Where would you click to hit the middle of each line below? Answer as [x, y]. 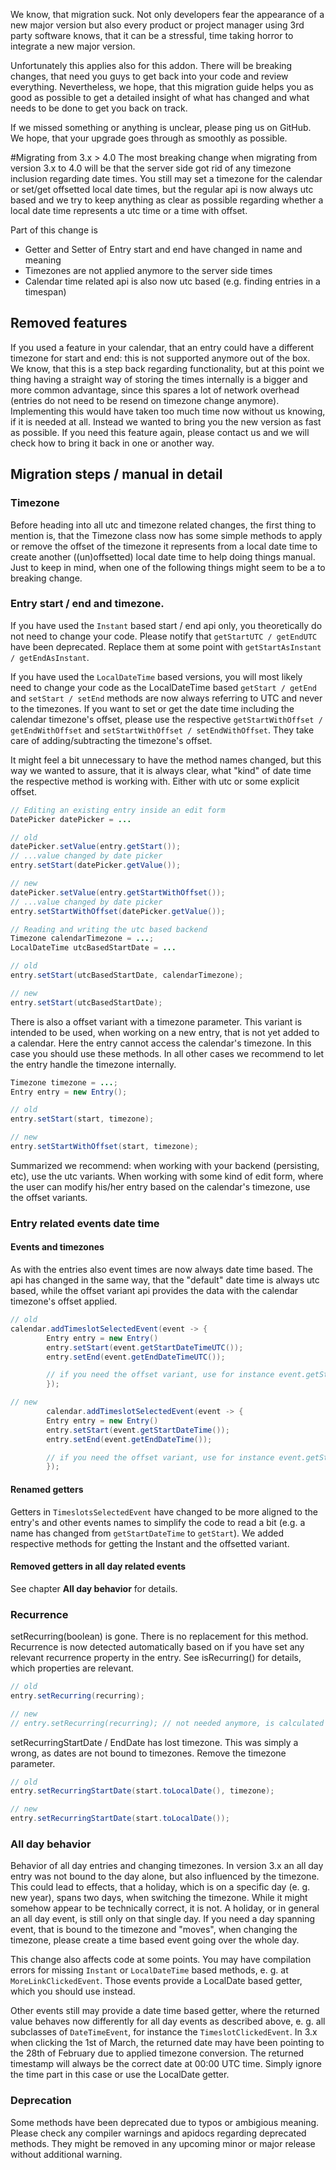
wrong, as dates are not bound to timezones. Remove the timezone [148, 1753]
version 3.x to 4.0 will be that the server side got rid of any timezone [151, 168]
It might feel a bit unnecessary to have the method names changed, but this [166, 760]
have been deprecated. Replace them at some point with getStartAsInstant [166, 646]
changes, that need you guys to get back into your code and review [149, 76]
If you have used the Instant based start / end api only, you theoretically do [166, 625]
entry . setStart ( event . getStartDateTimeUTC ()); [145, 1347]
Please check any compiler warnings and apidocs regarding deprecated [158, 2133]
